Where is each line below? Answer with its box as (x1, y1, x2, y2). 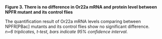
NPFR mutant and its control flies (5, 9, 73, 15)
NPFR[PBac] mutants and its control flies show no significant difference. (5, 24, 150, 29)
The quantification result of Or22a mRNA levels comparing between (5, 19, 141, 24)
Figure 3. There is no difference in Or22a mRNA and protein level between (5, 4, 157, 10)
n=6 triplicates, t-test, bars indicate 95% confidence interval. (5, 29, 128, 34)
